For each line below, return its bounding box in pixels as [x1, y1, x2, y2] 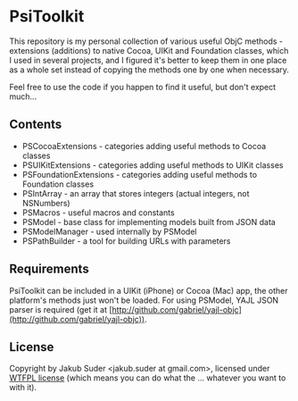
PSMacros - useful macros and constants [21, 207, 176, 218]
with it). [9, 382, 37, 393]
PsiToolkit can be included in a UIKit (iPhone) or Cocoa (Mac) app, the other [9, 285, 288, 296]
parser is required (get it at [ [9, 304, 113, 314]
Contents [9, 117, 62, 132]
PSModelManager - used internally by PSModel [21, 226, 197, 237]
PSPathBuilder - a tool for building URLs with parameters [21, 235, 231, 246]
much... [9, 91, 37, 102]
